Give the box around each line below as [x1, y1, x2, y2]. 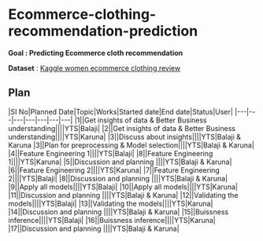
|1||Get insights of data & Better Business [74, 115, 207, 125]
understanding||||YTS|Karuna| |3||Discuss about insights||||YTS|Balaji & [8, 132, 242, 141]
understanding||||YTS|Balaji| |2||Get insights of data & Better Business [8, 123, 236, 133]
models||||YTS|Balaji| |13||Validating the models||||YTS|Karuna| [8, 199, 213, 208]
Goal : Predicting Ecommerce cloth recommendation [8, 48, 183, 57]
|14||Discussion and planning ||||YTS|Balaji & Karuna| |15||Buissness [8, 206, 229, 217]
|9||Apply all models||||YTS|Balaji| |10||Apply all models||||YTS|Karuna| [8, 182, 239, 192]
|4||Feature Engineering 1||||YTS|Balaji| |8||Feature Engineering [8, 148, 213, 158]
